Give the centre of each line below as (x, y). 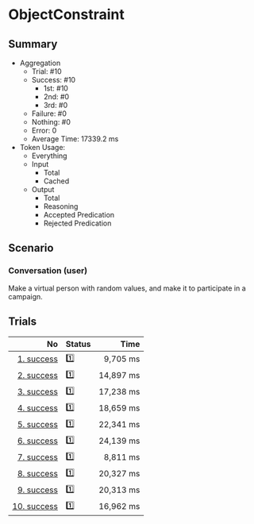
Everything (49, 156)
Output (43, 189)
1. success (37, 359)
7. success (37, 457)
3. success (37, 392)
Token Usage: (42, 147)
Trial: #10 (46, 71)
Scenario (31, 248)
